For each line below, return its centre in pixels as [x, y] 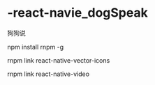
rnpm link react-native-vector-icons [59, 60]
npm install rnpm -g [36, 47]
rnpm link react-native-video [48, 74]
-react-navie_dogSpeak [77, 13]
